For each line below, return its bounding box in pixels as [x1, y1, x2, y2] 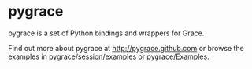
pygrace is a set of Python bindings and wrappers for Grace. [8, 28, 205, 38]
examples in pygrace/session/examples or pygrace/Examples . [8, 52, 210, 61]
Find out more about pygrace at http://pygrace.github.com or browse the [8, 43, 244, 53]
